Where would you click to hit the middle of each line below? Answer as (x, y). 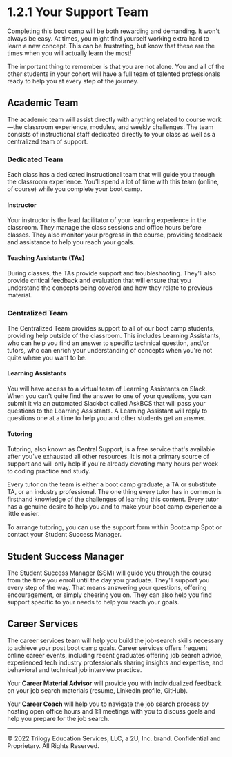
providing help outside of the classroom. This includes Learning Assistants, (114, 335)
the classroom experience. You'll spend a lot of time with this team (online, (113, 182)
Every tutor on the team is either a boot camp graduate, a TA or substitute (112, 484)
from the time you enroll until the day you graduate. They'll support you (108, 580)
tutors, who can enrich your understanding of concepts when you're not (110, 350)
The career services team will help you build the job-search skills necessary (115, 640)
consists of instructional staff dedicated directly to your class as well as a (112, 134)
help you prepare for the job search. (58, 718)
